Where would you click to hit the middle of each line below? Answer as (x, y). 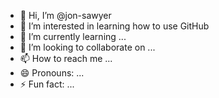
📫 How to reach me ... (66, 58)
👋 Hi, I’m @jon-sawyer (65, 15)
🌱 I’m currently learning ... (73, 36)
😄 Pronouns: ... (52, 73)
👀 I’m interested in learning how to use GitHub (114, 26)
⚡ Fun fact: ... (47, 84)
